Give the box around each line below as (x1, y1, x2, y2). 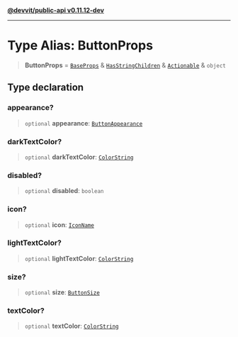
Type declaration (7, 82, 84, 94)
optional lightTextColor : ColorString (24, 254, 134, 263)
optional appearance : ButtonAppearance (24, 118, 143, 127)
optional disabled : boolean (24, 187, 104, 195)
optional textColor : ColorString (24, 322, 119, 331)
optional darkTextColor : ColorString (24, 153, 134, 161)
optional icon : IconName (24, 220, 94, 229)
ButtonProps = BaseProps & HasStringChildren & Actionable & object (24, 60, 227, 70)
